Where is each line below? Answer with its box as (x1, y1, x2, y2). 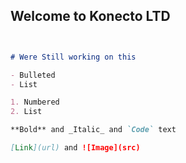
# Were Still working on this (10, 52, 137, 62)
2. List (10, 107, 43, 117)
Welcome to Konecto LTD (10, 8, 171, 25)
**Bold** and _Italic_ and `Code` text (10, 125, 177, 135)
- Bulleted (10, 70, 56, 80)
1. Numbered (10, 97, 60, 108)
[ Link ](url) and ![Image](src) (10, 143, 141, 153)
